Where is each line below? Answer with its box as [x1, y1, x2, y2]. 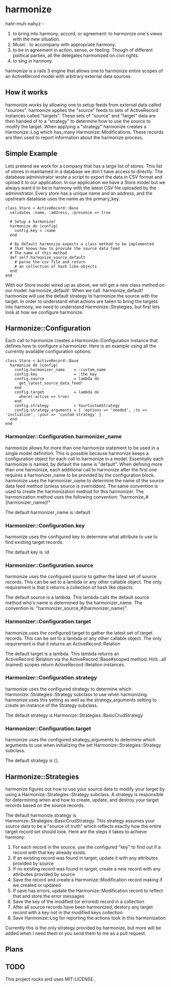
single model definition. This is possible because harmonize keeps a [5, 450, 149, 456]
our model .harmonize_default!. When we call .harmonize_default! [5, 287, 143, 293]
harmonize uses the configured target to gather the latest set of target [5, 629, 153, 636]
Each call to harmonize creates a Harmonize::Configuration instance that [5, 338, 158, 344]
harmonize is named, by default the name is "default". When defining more [5, 461, 162, 467]
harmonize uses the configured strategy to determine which [5, 686, 132, 692]
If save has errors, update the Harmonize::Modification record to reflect [12, 887, 163, 894]
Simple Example [5, 149, 58, 158]
